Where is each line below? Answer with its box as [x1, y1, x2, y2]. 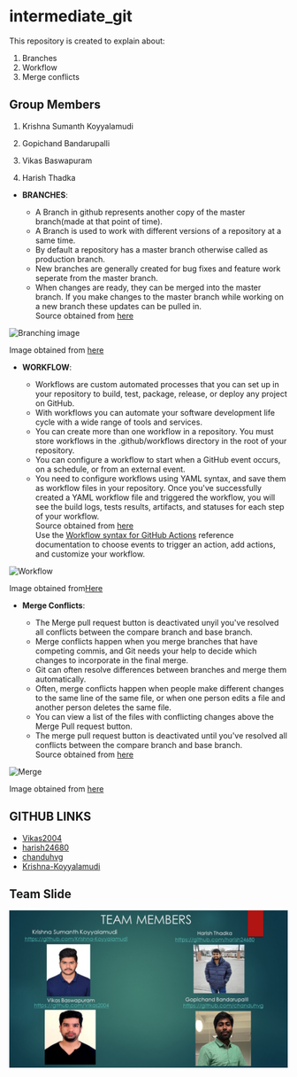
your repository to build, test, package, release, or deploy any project [34, 388, 287, 399]
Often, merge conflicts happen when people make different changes [34, 683, 285, 693]
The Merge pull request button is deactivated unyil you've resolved [34, 617, 279, 628]
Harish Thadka [21, 172, 76, 183]
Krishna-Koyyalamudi [21, 861, 101, 871]
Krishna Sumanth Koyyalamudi [21, 121, 134, 131]
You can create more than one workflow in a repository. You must [34, 425, 274, 436]
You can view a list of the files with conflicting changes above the [34, 711, 274, 722]
